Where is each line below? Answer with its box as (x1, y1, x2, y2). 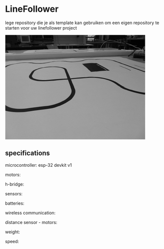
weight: (5, 229, 21, 235)
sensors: (5, 190, 23, 196)
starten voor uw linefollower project (5, 25, 77, 31)
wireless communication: (5, 210, 55, 216)
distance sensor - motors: (5, 219, 57, 225)
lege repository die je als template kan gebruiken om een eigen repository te (5, 20, 160, 26)
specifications (5, 149, 50, 157)
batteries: (5, 200, 25, 206)
